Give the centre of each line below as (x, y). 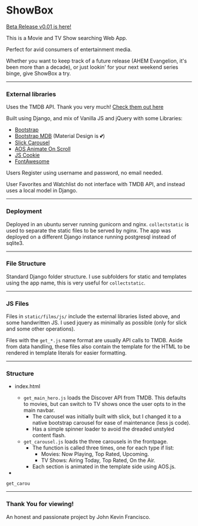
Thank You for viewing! (40, 504)
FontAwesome (32, 161)
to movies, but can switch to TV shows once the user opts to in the (104, 404)
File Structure (26, 264)
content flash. (49, 435)
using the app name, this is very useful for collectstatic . (76, 283)
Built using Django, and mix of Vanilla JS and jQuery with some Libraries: (94, 118)
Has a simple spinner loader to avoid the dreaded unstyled (103, 429)
